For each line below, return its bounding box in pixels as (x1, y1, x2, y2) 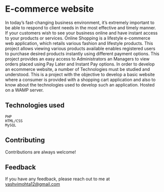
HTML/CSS (5, 118, 23, 123)
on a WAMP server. (5, 87, 44, 93)
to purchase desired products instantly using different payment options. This (5, 50, 160, 57)
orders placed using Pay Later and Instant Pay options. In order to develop (5, 61, 155, 67)
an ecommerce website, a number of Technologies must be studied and (5, 66, 150, 72)
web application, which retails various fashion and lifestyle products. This (5, 40, 153, 46)
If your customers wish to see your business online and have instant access (5, 30, 158, 36)
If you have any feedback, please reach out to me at (5, 176, 110, 182)
